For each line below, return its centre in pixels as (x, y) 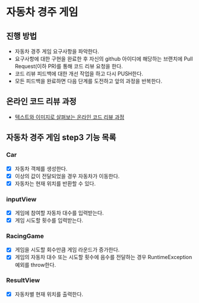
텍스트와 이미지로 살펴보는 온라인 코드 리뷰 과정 (70, 117)
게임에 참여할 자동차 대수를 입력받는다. (59, 213)
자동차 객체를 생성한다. (41, 168)
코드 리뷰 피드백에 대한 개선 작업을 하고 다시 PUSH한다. (79, 74)
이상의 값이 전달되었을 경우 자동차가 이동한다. (67, 176)
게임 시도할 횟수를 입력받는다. (49, 220)
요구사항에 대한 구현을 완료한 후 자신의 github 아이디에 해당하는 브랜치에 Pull (104, 59)
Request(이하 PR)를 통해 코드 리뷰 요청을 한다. (69, 66)
